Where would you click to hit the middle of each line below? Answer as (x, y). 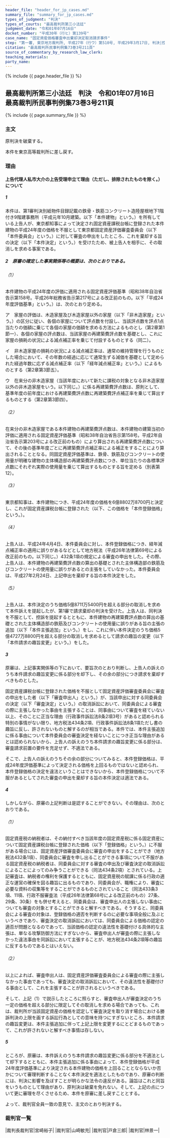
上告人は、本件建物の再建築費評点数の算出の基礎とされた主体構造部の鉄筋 (83, 563)
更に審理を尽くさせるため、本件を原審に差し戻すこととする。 (78, 1093)
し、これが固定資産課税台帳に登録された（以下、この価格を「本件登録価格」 (85, 508)
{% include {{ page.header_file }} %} (44, 76)
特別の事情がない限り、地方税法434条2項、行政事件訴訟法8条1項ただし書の (84, 723)
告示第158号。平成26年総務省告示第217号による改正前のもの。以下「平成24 (84, 298)
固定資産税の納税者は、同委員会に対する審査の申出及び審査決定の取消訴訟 (87, 864)
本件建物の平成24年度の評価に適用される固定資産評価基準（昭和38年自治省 (84, 292)
